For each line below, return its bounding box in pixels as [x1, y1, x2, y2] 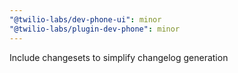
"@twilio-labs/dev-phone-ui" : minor [9, 14, 162, 25]
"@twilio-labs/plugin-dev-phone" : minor [9, 24, 181, 34]
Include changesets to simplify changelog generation [9, 51, 229, 63]
